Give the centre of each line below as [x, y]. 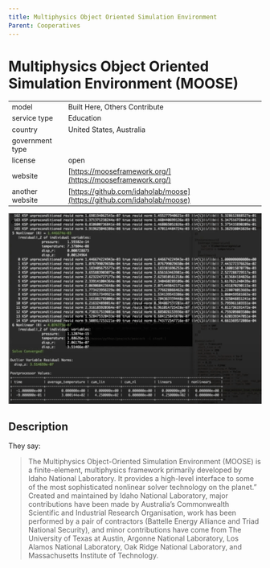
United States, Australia [107, 130]
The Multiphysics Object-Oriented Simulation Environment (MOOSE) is [144, 461]
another [25, 191]
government [32, 140]
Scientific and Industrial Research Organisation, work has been [132, 512]
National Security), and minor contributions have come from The [135, 529]
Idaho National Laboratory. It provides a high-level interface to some [141, 478]
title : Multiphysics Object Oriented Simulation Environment [113, 17]
